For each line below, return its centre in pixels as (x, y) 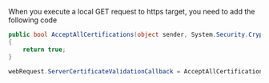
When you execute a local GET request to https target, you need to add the (132, 12)
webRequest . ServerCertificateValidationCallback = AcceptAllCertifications (137, 71)
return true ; (44, 49)
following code (33, 20)
